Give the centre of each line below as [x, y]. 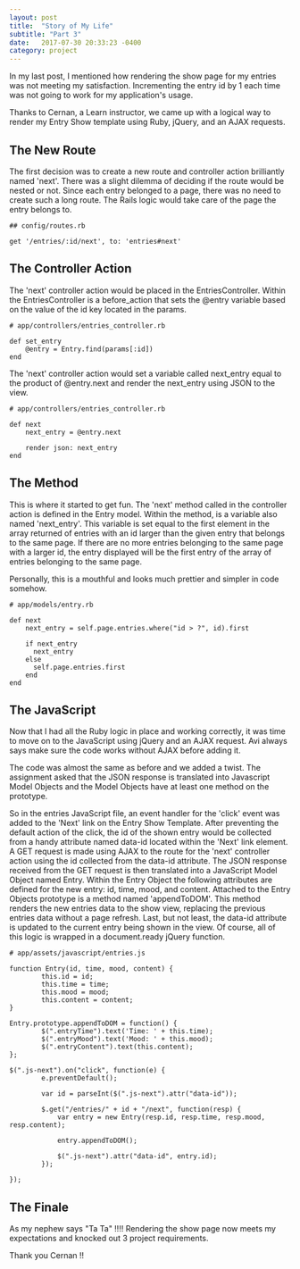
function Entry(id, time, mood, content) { [92, 969]
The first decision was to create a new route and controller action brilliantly [147, 171]
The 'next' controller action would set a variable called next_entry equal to [146, 373]
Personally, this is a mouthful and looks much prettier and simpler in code [144, 579]
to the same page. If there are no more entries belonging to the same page [146, 542]
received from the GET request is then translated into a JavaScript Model [144, 871]
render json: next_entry [71, 447]
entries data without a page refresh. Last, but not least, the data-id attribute [148, 918]
